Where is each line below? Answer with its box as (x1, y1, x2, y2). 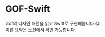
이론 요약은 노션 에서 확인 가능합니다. (5, 26, 76, 33)
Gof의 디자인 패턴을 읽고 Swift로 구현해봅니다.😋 (5, 20, 100, 26)
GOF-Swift (5, 3, 50, 15)
